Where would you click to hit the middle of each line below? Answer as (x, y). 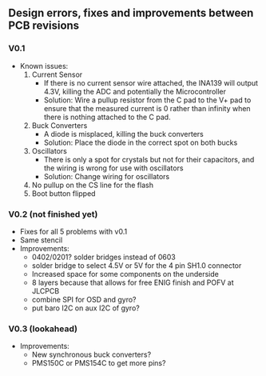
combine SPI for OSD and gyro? (84, 299)
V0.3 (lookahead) (43, 329)
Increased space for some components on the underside (125, 274)
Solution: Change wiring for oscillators (107, 176)
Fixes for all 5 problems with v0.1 (73, 231)
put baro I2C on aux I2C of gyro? (85, 308)
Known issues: (44, 66)
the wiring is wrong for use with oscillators (113, 168)
